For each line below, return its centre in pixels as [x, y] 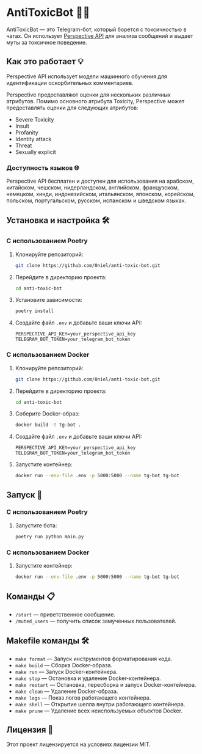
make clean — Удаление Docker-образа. [67, 691]
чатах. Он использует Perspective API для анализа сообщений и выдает [100, 35]
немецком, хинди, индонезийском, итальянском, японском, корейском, [101, 194]
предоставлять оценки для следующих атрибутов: [72, 108]
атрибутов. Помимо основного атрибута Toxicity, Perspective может [96, 101]
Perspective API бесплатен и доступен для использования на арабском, [100, 181]
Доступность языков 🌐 [43, 167]
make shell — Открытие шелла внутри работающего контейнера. [100, 704]
